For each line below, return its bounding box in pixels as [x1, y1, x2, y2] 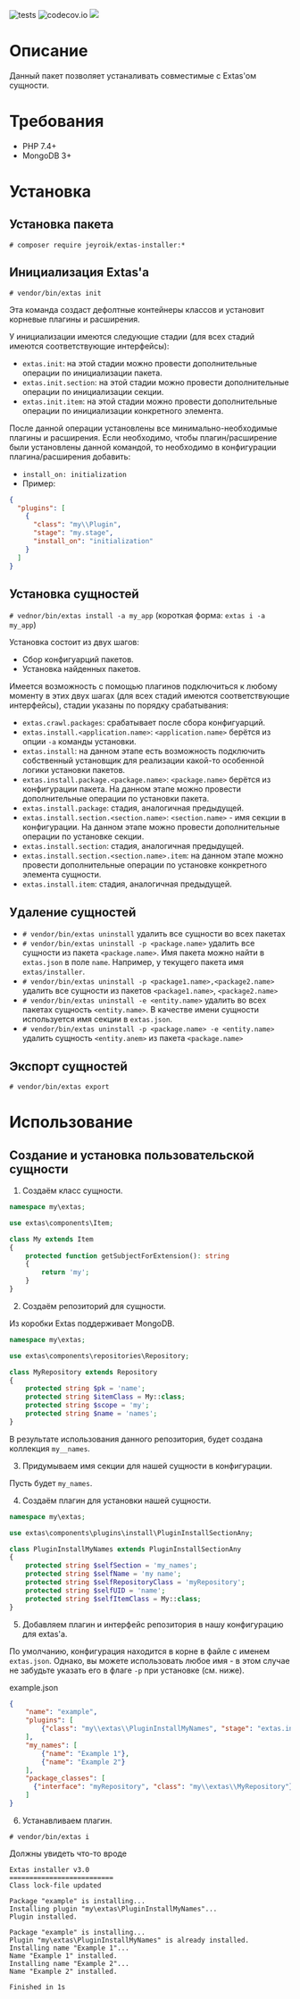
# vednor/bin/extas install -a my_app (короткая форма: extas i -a [9, 610, 266, 621]
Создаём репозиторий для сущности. [21, 1300, 167, 1311]
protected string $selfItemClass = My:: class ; [25, 1594, 202, 1603]
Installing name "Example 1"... [9, 1944, 129, 1953]
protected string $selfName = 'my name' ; [25, 1569, 181, 1579]
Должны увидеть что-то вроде [9, 1848, 128, 1859]
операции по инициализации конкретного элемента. [21, 405, 224, 416]
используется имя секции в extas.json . [21, 1014, 172, 1025]
